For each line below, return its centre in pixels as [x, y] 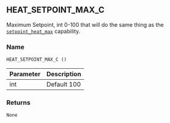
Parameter [25, 74]
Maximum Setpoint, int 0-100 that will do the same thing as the [85, 24]
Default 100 [64, 85]
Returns [18, 103]
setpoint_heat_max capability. [43, 31]
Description [64, 74]
